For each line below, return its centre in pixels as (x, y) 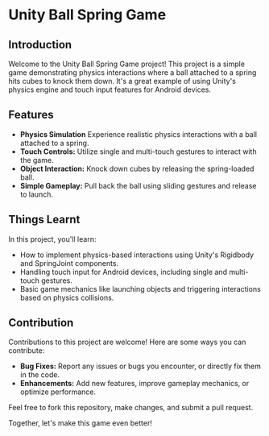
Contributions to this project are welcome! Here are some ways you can (127, 342)
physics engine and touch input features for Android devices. (110, 89)
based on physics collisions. (67, 297)
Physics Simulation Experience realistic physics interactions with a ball (139, 134)
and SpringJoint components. (69, 263)
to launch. (37, 194)
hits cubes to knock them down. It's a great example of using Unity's (122, 81)
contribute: (27, 351)
